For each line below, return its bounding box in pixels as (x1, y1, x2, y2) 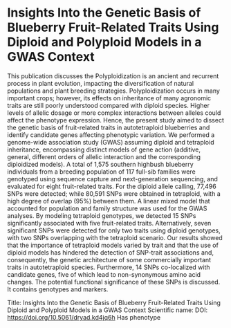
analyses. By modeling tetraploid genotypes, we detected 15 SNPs (7, 211, 196, 219)
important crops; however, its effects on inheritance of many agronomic (7, 93, 212, 102)
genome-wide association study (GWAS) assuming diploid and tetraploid (7, 138, 214, 146)
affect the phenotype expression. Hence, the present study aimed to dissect (7, 116, 225, 124)
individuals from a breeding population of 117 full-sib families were (7, 167, 196, 176)
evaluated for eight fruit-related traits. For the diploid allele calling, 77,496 (7, 182, 216, 190)
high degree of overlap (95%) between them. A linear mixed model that (7, 197, 210, 205)
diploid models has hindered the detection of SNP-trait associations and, (7, 248, 214, 257)
